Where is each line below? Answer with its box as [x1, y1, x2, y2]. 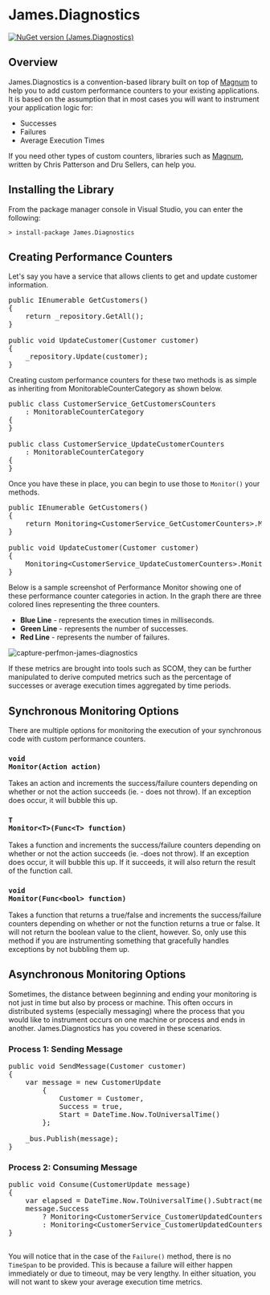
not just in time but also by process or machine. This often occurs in [8, 997, 233, 1007]
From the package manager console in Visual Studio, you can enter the [8, 204, 243, 214]
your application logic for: [8, 102, 93, 112]
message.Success [25, 1204, 90, 1214]
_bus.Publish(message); [25, 1134, 119, 1144]
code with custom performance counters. [8, 734, 146, 744]
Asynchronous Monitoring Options [8, 968, 186, 982]
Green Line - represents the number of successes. [19, 624, 189, 634]
